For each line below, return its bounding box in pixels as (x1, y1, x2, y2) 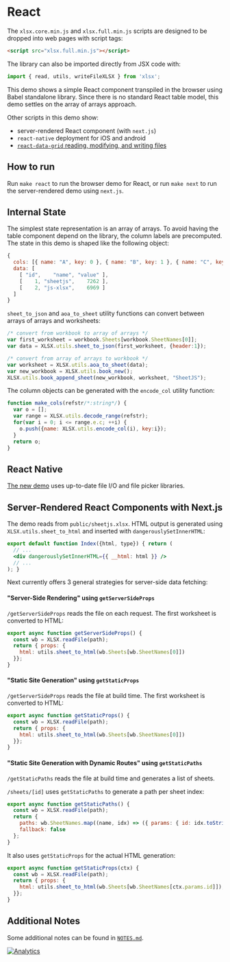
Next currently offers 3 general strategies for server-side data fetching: (7, 578, 208, 586)
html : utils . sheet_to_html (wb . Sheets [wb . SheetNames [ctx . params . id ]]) (19, 884, 222, 891)
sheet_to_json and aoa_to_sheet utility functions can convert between (7, 309, 205, 317)
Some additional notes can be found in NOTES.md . (7, 933, 144, 941)
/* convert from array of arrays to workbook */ (7, 354, 149, 362)
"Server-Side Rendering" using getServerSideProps (7, 594, 155, 602)
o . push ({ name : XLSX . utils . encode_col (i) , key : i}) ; (19, 425, 167, 432)
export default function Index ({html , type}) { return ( (7, 540, 173, 547)
